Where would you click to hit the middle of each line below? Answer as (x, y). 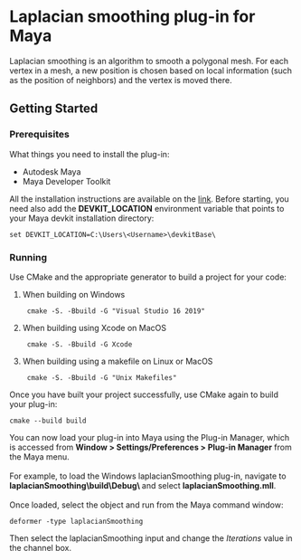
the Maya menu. (39, 456)
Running (28, 257)
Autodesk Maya (52, 171)
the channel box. (41, 547)
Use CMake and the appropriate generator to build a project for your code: (148, 277)
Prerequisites (39, 135)
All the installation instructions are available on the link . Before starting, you (149, 199)
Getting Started (54, 109)
